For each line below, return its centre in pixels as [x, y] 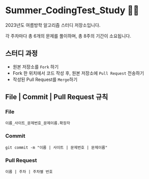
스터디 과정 [22, 54]
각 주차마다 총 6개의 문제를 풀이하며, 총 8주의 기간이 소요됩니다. [68, 36]
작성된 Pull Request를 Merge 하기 [45, 79]
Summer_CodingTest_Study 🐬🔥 [72, 10]
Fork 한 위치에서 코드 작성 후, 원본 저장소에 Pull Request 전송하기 [78, 73]
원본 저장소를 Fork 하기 [36, 67]
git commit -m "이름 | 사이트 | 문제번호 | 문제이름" [56, 147]
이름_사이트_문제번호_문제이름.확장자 [38, 123]
